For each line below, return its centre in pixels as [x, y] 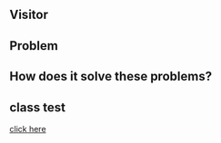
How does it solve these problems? [110, 76]
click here [28, 129]
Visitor [29, 15]
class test [38, 107]
